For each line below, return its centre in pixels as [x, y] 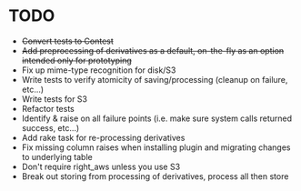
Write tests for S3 [55, 99]
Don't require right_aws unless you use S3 [101, 166]
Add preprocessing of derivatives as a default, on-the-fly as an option [153, 50]
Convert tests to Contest [68, 41]
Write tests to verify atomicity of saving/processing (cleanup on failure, [155, 79]
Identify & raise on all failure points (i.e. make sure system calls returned [157, 118]
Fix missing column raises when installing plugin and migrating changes [156, 147]
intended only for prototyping [77, 60]
